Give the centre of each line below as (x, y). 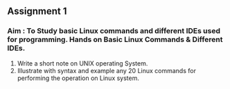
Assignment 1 (37, 11)
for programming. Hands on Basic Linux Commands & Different (115, 39)
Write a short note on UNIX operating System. (82, 63)
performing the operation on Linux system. (78, 78)
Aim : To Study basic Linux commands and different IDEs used (114, 31)
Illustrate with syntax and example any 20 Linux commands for (106, 70)
